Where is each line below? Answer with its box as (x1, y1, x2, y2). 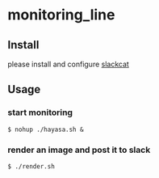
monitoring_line (7, 6, 115, 24)
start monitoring (7, 107, 73, 118)
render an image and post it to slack (7, 144, 151, 155)
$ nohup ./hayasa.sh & (7, 125, 84, 133)
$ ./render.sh (7, 162, 56, 171)
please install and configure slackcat (7, 59, 130, 69)
